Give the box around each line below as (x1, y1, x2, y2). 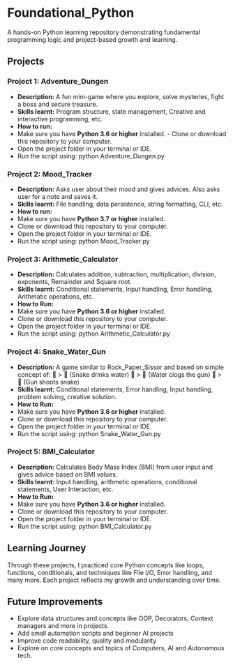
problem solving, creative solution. (17, 392, 117, 401)
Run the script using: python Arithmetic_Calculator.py (17, 329, 171, 338)
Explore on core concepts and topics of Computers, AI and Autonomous (17, 644, 225, 652)
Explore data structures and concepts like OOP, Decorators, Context (17, 614, 213, 622)
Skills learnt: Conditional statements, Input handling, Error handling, (17, 285, 213, 294)
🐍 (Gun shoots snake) (17, 378, 80, 386)
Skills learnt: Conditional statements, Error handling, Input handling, (17, 385, 213, 394)
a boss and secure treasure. (17, 100, 98, 108)
